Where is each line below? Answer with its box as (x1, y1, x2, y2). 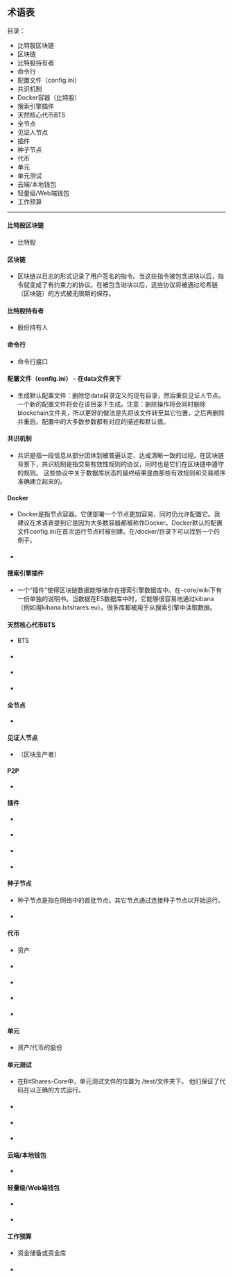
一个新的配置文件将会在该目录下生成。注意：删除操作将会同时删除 (17, 400, 206, 408)
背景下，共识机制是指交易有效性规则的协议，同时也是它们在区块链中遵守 (17, 460, 224, 468)
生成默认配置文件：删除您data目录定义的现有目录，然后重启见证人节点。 (17, 391, 225, 400)
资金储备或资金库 (17, 1249, 67, 1257)
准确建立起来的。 (17, 477, 67, 486)
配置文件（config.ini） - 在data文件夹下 (7, 375, 121, 383)
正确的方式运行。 (35, 1086, 85, 1095)
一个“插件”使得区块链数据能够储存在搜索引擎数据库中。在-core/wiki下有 (17, 586, 223, 594)
